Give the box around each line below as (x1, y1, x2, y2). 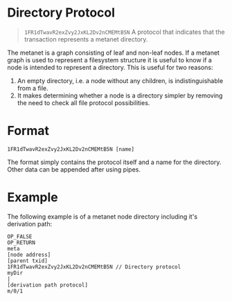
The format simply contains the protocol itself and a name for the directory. (7, 158, 222, 166)
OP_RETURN (7, 239, 36, 246)
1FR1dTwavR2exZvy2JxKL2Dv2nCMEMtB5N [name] (7, 145, 135, 153)
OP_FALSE (7, 233, 33, 240)
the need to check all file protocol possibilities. (17, 98, 150, 107)
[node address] (7, 251, 51, 258)
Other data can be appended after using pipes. (7, 165, 141, 174)
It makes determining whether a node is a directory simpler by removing (17, 91, 223, 100)
